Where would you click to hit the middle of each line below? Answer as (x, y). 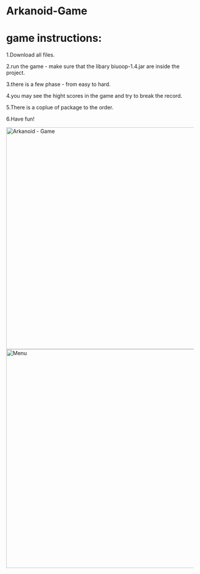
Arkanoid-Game (47, 11)
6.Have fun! (20, 119)
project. (16, 73)
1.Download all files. (31, 55)
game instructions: (54, 38)
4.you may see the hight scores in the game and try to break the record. (94, 96)
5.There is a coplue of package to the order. (60, 107)
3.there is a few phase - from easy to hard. (59, 84)
